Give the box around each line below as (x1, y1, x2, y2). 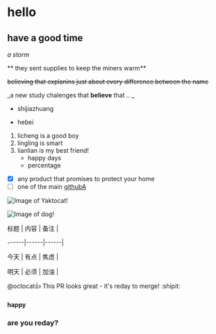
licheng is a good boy (17, 132, 79, 139)
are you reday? (7, 318, 59, 328)
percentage (27, 161, 61, 169)
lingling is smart (17, 139, 63, 147)
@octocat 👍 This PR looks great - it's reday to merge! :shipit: (7, 282, 181, 290)
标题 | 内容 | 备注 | (7, 225, 59, 233)
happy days (27, 154, 61, 162)
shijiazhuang (17, 105, 54, 112)
